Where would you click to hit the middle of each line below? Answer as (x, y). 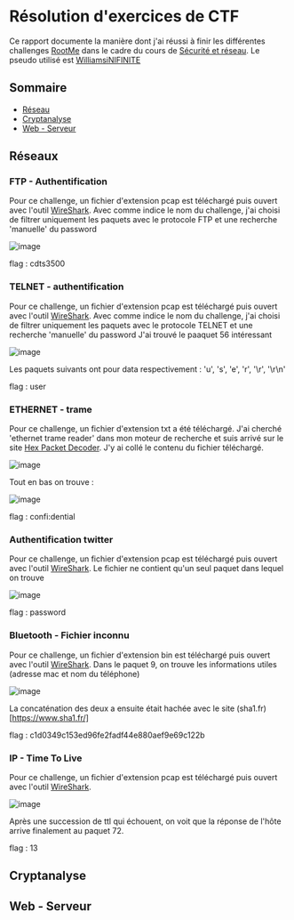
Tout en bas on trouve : (52, 482)
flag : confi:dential (42, 517)
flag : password (38, 612)
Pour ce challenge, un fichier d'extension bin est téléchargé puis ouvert (140, 655)
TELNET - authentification (67, 286)
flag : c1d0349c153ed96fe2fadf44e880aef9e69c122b (107, 735)
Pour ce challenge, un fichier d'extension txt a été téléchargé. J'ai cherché (146, 429)
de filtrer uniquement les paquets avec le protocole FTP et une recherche (143, 220)
